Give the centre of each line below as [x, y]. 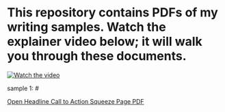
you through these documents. [97, 56]
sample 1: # [23, 88]
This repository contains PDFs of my [113, 13]
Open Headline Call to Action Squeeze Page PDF [76, 101]
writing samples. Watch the [87, 27]
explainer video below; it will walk [105, 42]
